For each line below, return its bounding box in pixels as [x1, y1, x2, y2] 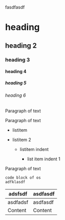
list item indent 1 [27, 156, 61, 162]
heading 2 [5, 41, 37, 50]
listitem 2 [12, 137, 31, 143]
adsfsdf [8, 190, 27, 197]
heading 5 [5, 79, 27, 86]
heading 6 [5, 92, 26, 98]
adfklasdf [5, 179, 26, 184]
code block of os [5, 175, 41, 180]
